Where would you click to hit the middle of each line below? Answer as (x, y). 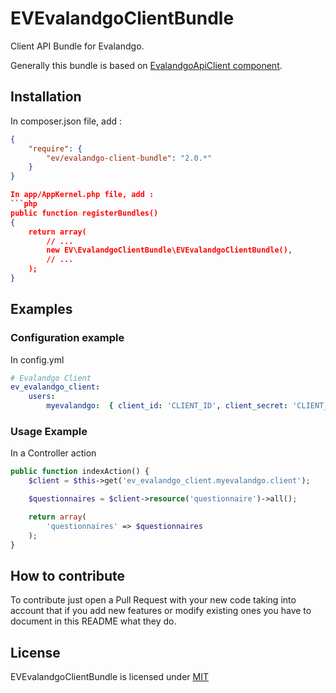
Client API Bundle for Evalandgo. (77, 46)
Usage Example (49, 431)
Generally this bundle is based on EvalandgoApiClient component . (146, 65)
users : (42, 397)
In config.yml (37, 359)
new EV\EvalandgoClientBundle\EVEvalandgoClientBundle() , (169, 250)
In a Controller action (53, 453)
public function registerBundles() (84, 213)
